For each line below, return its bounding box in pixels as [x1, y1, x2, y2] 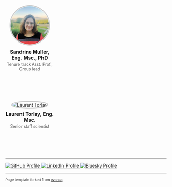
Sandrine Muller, [10, 48, 50, 55]
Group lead [19, 66, 40, 72]
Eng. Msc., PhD [11, 54, 48, 61]
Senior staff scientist [10, 123, 50, 129]
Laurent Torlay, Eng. [6, 111, 54, 117]
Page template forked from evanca [5, 177, 63, 183]
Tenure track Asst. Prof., [7, 61, 53, 67]
